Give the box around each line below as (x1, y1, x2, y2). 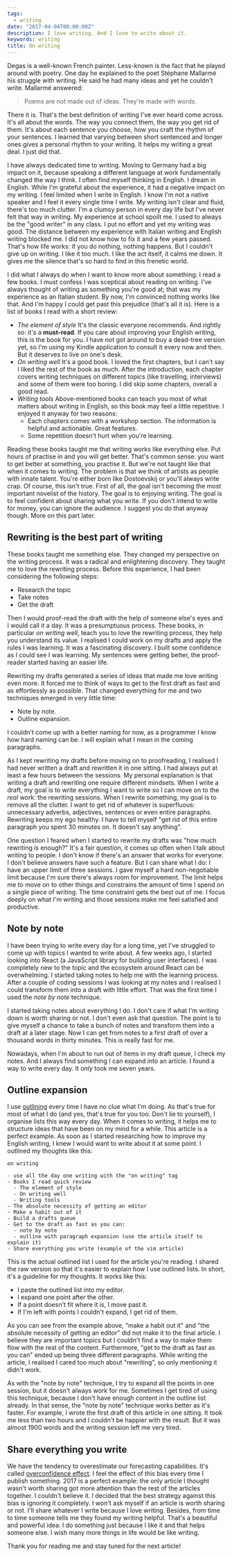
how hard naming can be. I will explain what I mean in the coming (7, 735, 194, 743)
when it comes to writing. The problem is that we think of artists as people (7, 467, 219, 475)
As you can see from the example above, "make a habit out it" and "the (7, 1321, 210, 1330)
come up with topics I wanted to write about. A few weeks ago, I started (7, 948, 213, 957)
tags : (7, 10, 23, 17)
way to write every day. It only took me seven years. (7, 1064, 156, 1072)
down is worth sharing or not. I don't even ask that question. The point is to (7, 1014, 222, 1022)
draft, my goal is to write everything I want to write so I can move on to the (7, 786, 220, 794)
